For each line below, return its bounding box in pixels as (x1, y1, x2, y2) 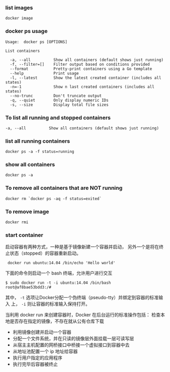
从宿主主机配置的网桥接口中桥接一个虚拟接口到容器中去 (12, 342, 130, 348)
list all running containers (5, 138, 70, 145)
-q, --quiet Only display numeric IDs (10, 97, 109, 103)
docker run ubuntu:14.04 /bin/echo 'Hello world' (7, 261, 116, 266)
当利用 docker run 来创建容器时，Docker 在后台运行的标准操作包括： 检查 (5, 312, 161, 318)
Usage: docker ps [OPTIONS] (5, 39, 68, 45)
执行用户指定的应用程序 (12, 355, 62, 361)
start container (5, 231, 44, 239)
